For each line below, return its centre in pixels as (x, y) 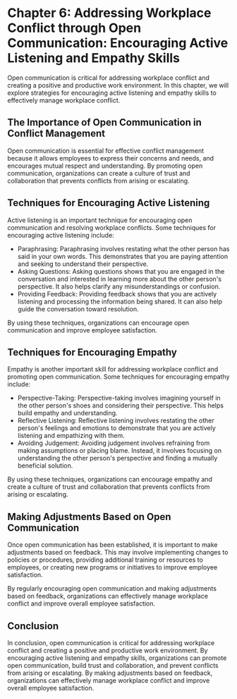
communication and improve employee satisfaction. (82, 330)
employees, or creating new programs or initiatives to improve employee (113, 567)
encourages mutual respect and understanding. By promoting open (105, 166)
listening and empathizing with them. (71, 436)
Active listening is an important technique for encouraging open (100, 220)
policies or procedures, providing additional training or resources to (105, 560)
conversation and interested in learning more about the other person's (120, 279)
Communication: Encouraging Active (118, 43)
